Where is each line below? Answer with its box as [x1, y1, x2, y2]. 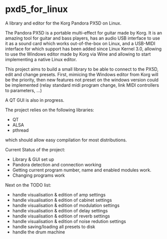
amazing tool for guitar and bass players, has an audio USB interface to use [5, 35, 161, 41]
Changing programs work [12, 172, 65, 178]
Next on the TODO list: [5, 182, 51, 188]
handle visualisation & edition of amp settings [12, 191, 106, 197]
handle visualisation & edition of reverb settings [12, 213, 110, 219]
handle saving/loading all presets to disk [12, 223, 96, 229]
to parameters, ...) [5, 87, 42, 93]
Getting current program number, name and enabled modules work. [12, 167, 152, 173]
